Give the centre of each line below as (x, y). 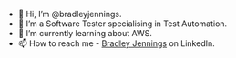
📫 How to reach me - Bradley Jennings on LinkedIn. (117, 43)
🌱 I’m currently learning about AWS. (85, 33)
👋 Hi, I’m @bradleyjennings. (70, 14)
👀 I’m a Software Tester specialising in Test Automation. (123, 24)
